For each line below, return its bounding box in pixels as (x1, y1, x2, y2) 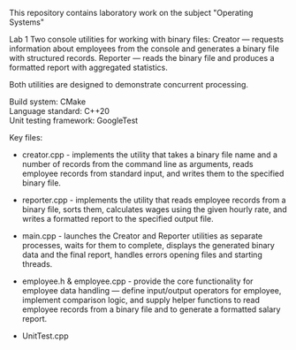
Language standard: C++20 (9, 106, 110, 116)
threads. (21, 259, 53, 269)
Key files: (9, 133, 43, 142)
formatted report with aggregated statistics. (9, 62, 168, 72)
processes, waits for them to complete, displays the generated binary (21, 240, 276, 250)
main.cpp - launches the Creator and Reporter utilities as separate (21, 231, 263, 241)
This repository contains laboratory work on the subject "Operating (9, 8, 254, 18)
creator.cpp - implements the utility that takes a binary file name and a (21, 149, 278, 160)
